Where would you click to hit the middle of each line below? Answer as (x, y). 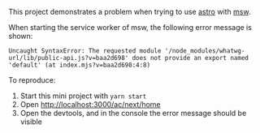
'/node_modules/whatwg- (205, 51)
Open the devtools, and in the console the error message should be (133, 113)
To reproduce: (32, 80)
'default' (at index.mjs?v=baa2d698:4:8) (80, 65)
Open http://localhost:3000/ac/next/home (90, 104)
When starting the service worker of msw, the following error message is (130, 27)
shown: (21, 36)
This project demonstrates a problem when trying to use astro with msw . (130, 12)
